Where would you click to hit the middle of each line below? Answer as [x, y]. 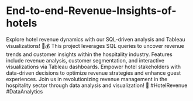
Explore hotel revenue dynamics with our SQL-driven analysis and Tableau [96, 39]
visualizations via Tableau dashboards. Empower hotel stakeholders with [94, 67]
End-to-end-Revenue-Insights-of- [91, 11]
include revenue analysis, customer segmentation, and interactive [85, 60]
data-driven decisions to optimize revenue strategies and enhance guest [94, 73]
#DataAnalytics [25, 91]
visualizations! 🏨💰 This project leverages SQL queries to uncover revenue [95, 46]
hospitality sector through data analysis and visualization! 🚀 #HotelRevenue [97, 85]
